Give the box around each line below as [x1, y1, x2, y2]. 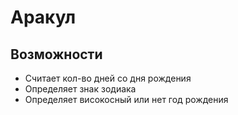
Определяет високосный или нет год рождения [24, 94, 229, 105]
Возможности [10, 46, 103, 63]
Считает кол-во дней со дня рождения [24, 72, 192, 84]
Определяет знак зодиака [24, 83, 137, 95]
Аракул [10, 6, 77, 29]
